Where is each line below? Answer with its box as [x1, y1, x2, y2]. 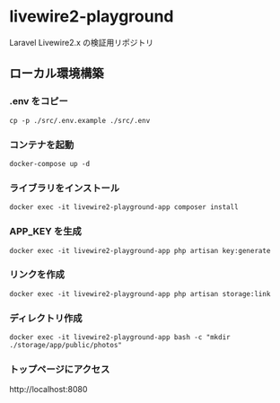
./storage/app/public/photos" [9, 341, 123, 350]
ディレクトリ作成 [9, 311, 83, 324]
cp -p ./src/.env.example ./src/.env [9, 116, 151, 125]
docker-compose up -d [9, 159, 91, 168]
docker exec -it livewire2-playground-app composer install [9, 203, 240, 212]
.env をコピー [9, 95, 69, 108]
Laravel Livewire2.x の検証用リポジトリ [9, 37, 154, 48]
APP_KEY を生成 [9, 225, 83, 238]
